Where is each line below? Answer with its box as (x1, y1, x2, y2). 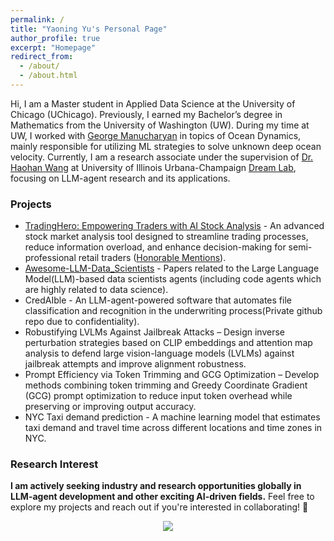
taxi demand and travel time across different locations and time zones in (24, 422, 323, 434)
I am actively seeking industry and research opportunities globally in (10, 480, 302, 492)
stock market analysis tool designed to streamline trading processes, (24, 231, 309, 243)
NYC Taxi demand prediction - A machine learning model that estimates (24, 411, 321, 423)
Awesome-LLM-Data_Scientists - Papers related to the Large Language (24, 262, 320, 275)
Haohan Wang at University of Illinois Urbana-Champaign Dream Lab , (10, 161, 297, 173)
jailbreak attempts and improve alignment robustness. (24, 358, 247, 370)
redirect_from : (10, 52, 74, 62)
